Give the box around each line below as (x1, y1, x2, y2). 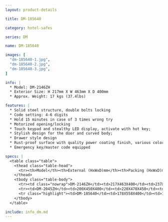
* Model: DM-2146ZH (9, 84, 50, 90)
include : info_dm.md (5, 209, 48, 214)
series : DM (5, 34, 28, 39)
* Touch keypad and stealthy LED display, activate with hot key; (9, 126, 151, 131)
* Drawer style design (9, 135, 57, 140)
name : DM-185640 (5, 43, 39, 48)
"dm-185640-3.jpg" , (9, 66, 50, 71)
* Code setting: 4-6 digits (9, 112, 68, 117)
